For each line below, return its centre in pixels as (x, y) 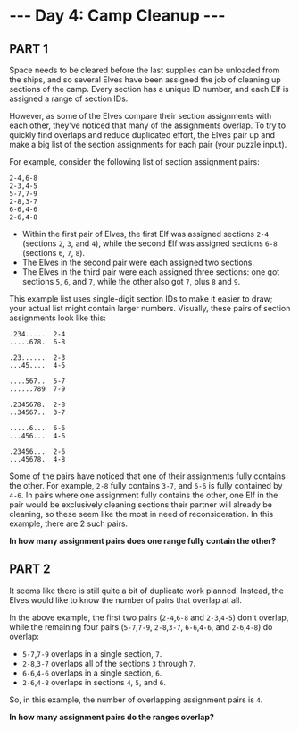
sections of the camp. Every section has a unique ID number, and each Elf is (149, 89)
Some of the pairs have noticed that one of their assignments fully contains (147, 476)
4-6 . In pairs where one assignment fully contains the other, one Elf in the (144, 495)
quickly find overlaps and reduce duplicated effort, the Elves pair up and (142, 135)
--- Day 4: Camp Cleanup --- (117, 16)
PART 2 (30, 569)
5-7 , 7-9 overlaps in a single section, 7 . (92, 653)
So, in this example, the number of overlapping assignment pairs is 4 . (136, 700)
